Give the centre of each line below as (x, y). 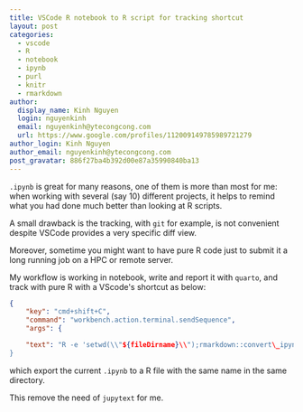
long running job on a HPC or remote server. (92, 259)
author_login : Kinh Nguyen (60, 144)
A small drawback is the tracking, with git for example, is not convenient (144, 223)
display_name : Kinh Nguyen (68, 110)
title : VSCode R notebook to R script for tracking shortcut (127, 18)
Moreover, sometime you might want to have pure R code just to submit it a (149, 250)
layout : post (34, 26)
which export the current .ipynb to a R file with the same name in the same (148, 370)
